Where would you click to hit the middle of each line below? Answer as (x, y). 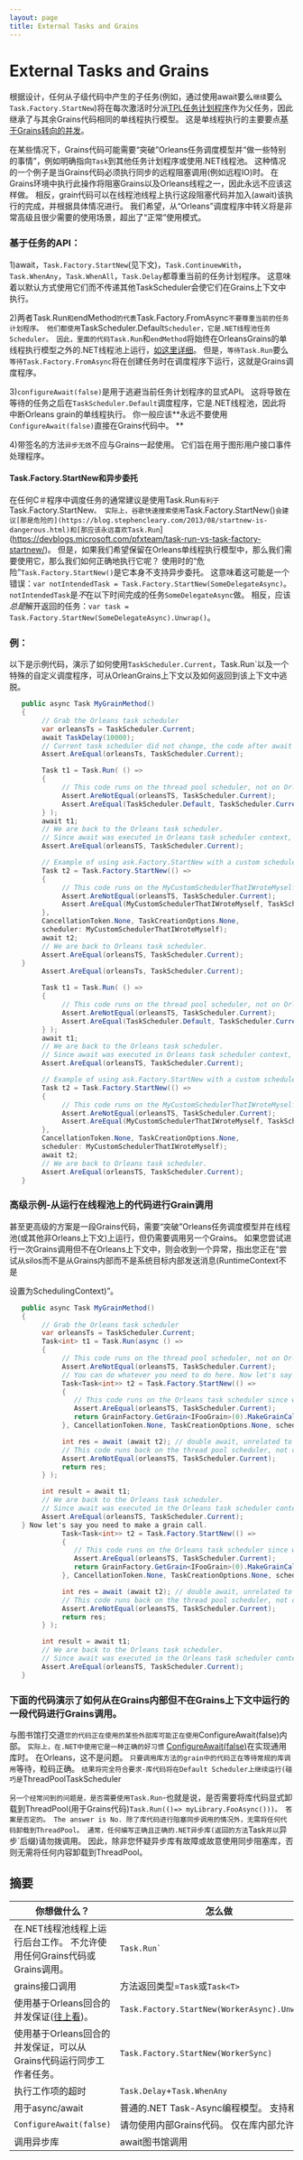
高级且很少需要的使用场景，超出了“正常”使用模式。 (111, 218)
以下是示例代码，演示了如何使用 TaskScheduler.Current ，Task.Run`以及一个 (149, 664)
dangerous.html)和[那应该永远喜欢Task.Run (85, 530)
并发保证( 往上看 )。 (54, 2016)
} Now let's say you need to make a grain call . (114, 1525)
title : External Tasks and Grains (74, 26)
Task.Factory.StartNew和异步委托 (73, 478)
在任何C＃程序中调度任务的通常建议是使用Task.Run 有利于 (115, 500)
